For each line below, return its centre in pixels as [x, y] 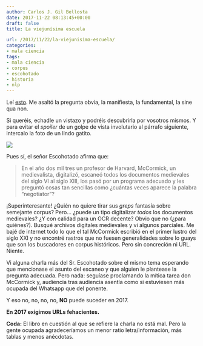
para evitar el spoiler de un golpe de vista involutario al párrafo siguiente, [98, 127]
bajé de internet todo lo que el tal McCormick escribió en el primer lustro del [101, 232]
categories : [21, 46]
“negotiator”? [38, 194]
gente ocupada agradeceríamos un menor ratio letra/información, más [94, 330]
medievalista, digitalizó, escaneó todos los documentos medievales [105, 175]
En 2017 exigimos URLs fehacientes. [53, 312]
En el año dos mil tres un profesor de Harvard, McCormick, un [98, 168]
